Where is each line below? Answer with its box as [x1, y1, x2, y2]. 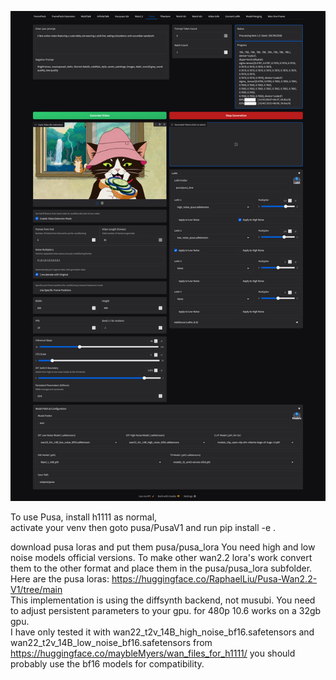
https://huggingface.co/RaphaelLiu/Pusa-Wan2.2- [111, 573, 318, 585]
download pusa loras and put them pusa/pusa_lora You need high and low [10, 541, 316, 553]
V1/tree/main [10, 584, 63, 596]
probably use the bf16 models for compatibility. [10, 658, 205, 670]
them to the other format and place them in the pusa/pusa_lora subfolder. [10, 562, 313, 575]
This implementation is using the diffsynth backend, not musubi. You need [10, 594, 316, 606]
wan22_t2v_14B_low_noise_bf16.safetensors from [10, 637, 213, 649]
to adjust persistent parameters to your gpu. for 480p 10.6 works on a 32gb [10, 605, 322, 617]
